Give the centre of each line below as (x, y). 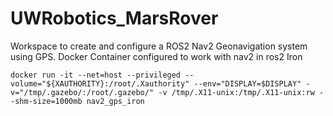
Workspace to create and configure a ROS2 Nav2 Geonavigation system (159, 46)
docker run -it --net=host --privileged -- (102, 75)
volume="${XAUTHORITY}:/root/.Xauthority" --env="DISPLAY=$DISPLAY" (156, 83)
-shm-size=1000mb (46, 101)
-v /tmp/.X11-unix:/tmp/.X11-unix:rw (236, 92)
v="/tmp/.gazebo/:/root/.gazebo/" (82, 92)
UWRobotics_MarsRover (114, 18)
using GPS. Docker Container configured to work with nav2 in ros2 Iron (156, 56)
